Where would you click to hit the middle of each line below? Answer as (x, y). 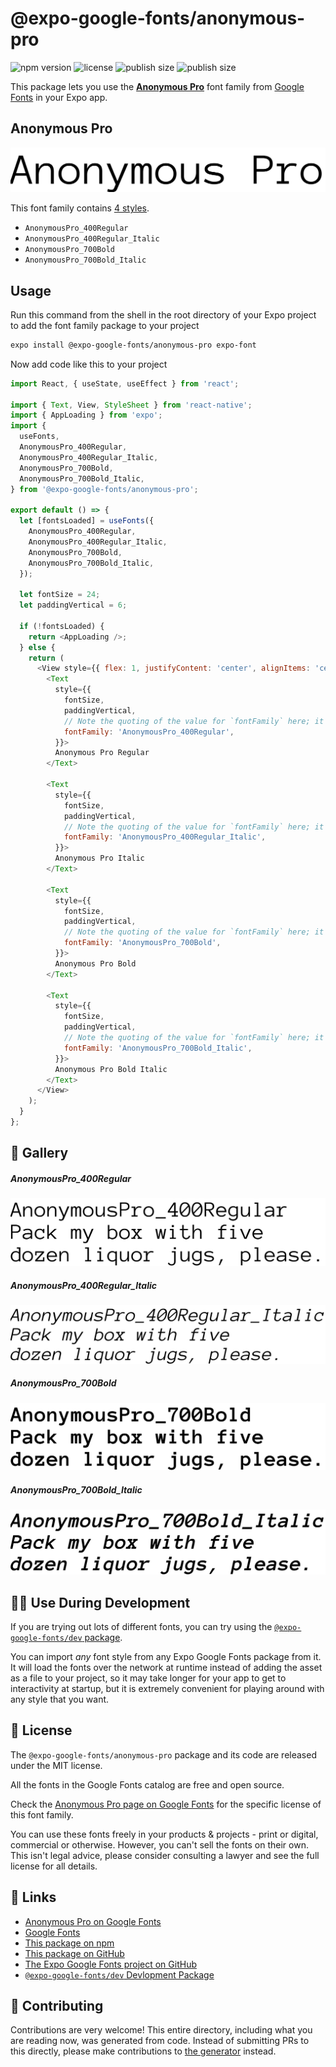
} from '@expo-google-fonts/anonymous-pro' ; (104, 489)
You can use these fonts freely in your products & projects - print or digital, (164, 1834)
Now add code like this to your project (89, 364)
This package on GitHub (74, 1953)
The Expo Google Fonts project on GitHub (110, 1964)
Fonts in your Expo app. (59, 97)
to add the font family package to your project (105, 325)
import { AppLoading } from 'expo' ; (86, 415)
